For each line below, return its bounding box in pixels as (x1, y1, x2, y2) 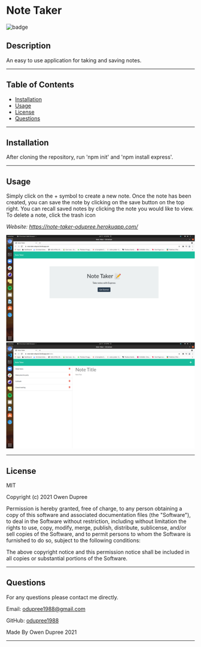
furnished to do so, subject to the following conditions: (6, 537, 141, 544)
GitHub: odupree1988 (6, 616, 59, 624)
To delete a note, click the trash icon (6, 211, 96, 219)
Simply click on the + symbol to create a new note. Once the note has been (6, 192, 191, 199)
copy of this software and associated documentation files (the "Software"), (6, 512, 191, 518)
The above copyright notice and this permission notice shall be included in (6, 549, 190, 555)
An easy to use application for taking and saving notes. (6, 56, 142, 64)
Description (6, 41, 51, 51)
